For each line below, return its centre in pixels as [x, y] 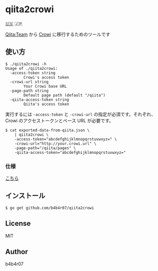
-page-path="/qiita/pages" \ [45, 148]
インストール [25, 196]
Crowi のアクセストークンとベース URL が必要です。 [59, 120]
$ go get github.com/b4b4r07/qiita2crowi [50, 208]
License [18, 223]
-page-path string [29, 91]
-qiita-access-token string [40, 100]
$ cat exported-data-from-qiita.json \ [48, 130]
